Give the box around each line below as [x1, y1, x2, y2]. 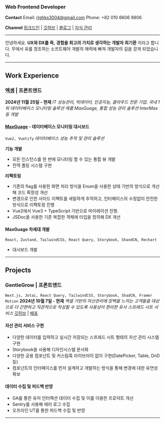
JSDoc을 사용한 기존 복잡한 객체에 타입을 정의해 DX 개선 [12, 214, 121, 220]
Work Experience [5, 71, 59, 80]
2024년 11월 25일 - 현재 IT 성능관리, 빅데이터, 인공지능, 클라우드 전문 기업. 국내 [5, 99, 157, 105]
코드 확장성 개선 [17, 189, 48, 195]
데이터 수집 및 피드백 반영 [5, 383, 53, 389]
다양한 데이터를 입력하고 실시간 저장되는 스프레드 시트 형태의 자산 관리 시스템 [12, 334, 160, 340]
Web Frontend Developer [5, 3, 66, 10]
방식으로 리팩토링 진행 [12, 202, 55, 208]
